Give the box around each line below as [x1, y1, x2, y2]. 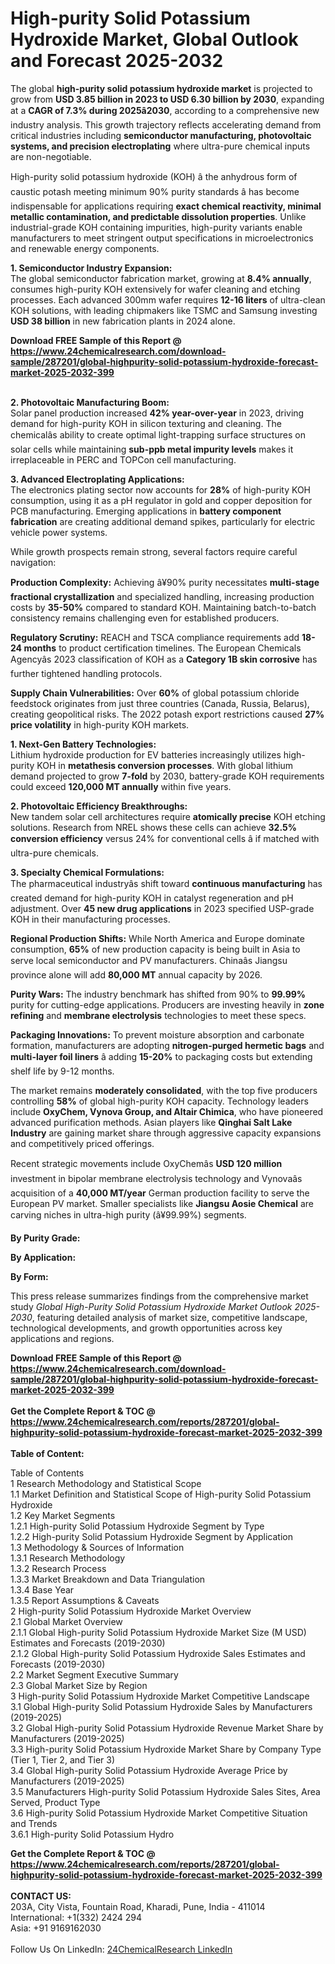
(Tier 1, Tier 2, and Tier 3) [10, 1753, 116, 1766]
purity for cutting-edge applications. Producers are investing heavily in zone [10, 998, 325, 1011]
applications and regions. [10, 1332, 115, 1344]
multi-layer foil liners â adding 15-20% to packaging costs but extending [10, 1050, 313, 1062]
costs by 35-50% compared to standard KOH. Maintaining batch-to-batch [10, 601, 317, 613]
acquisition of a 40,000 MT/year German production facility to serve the [10, 1187, 310, 1199]
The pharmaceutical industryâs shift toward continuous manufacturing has [10, 877, 323, 889]
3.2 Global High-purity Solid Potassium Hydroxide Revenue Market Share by [10, 1722, 324, 1734]
